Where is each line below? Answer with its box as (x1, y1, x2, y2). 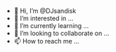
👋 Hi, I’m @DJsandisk (13, 7, 77, 15)
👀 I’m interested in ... (13, 14, 74, 22)
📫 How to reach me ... (13, 37, 79, 45)
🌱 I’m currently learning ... (13, 22, 89, 30)
